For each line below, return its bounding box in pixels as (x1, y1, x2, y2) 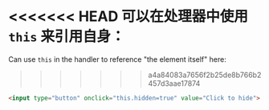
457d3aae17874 (148, 78, 201, 88)
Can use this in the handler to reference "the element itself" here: (8, 54, 226, 64)
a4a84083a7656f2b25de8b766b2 (148, 70, 262, 79)
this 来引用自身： (8, 27, 125, 46)
